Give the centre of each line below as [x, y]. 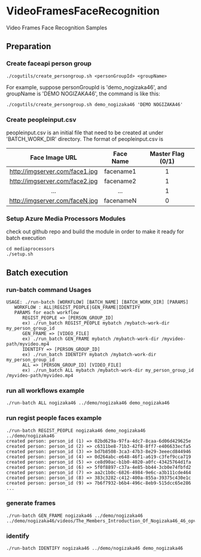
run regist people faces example [54, 418]
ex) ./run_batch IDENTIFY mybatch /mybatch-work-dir [89, 354]
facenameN [120, 200]
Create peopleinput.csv [41, 119]
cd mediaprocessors [31, 249]
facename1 [120, 171]
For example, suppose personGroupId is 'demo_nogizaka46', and [86, 87]
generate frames [31, 503]
